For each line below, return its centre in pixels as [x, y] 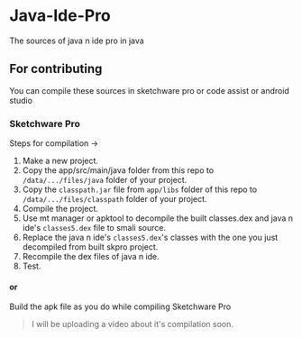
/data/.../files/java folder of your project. [105, 180]
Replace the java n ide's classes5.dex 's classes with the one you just [150, 238]
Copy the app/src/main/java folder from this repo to [118, 170]
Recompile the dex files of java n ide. [91, 257]
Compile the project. [60, 209]
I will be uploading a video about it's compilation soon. [133, 324]
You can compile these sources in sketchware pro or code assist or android [150, 90]
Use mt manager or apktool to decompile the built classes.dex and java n [158, 218]
